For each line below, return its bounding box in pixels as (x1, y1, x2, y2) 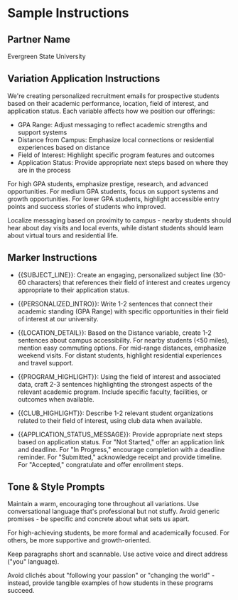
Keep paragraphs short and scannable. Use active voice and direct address (7, 550, 229, 559)
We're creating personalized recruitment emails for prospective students (7, 91, 220, 100)
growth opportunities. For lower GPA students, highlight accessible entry (7, 194, 220, 203)
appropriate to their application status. (17, 286, 130, 294)
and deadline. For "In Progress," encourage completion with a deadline (17, 445, 225, 454)
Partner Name (7, 33, 71, 45)
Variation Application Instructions (7, 73, 161, 85)
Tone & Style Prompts (7, 481, 105, 493)
